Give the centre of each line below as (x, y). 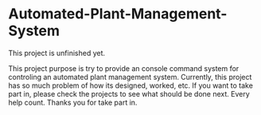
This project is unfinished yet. (57, 53)
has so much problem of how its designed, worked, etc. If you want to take (130, 85)
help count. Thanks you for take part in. (73, 102)
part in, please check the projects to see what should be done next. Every (129, 93)
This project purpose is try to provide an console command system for (124, 68)
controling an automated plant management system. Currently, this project (130, 77)
